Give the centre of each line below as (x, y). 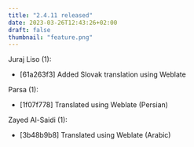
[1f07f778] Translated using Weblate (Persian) (94, 105)
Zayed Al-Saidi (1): (38, 120)
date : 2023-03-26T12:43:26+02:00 (63, 23)
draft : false (29, 30)
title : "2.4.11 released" (50, 15)
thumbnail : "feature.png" (50, 37)
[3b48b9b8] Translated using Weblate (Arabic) (95, 135)
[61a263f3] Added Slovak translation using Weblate (102, 74)
